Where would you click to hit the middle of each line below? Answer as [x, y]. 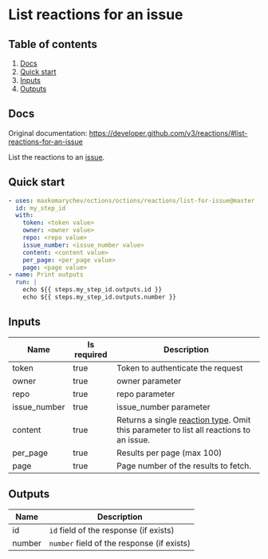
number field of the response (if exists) [120, 543]
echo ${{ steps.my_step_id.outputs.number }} [100, 297]
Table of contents [53, 44]
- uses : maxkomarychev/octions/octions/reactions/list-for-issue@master [132, 200]
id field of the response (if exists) [112, 530]
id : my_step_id [41, 208]
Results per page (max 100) [169, 453]
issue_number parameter [164, 406]
